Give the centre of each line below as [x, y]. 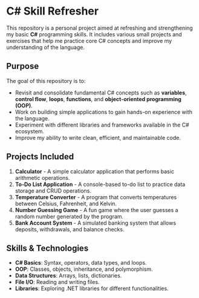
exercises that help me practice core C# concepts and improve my [89, 41]
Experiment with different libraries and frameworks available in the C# [102, 125]
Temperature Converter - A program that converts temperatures [96, 197]
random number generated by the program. [69, 216]
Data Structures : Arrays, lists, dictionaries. [68, 276]
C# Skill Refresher [52, 11]
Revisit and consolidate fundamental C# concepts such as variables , [101, 93]
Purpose [23, 66]
